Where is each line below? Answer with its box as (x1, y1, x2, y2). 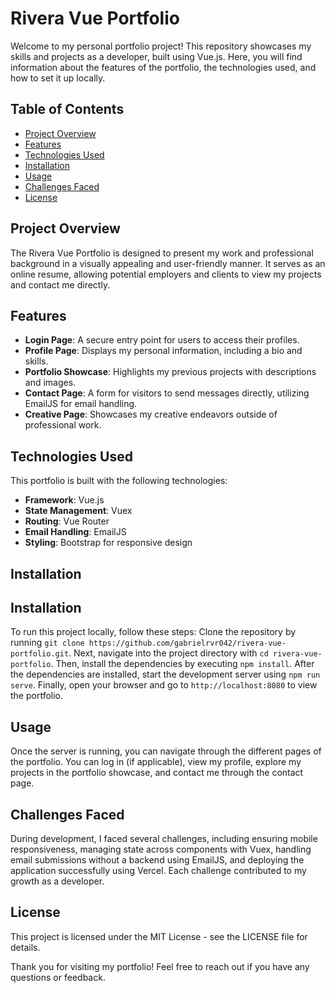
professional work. (24, 419, 102, 431)
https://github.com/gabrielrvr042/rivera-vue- (88, 638, 287, 649)
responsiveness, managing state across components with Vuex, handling (10, 843, 312, 856)
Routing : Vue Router (24, 515, 110, 527)
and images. (24, 377, 77, 389)
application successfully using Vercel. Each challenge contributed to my (10, 865, 307, 877)
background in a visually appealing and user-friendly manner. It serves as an (10, 257, 326, 269)
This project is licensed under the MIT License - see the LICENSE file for (10, 930, 308, 942)
